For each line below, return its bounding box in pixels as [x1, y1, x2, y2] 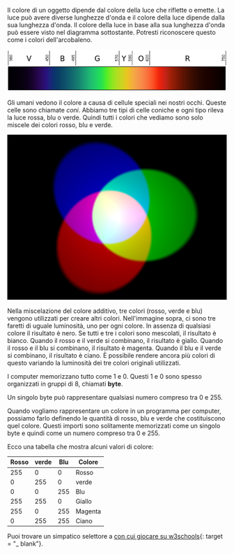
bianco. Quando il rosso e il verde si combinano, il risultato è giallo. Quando [7, 336, 224, 344]
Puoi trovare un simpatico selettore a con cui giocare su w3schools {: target [7, 532, 223, 541]
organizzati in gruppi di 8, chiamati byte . [7, 379, 123, 388]
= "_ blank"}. [7, 539, 44, 548]
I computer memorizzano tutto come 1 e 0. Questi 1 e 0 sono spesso [7, 372, 202, 380]
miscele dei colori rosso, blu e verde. [7, 120, 114, 129]
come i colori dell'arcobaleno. [7, 36, 93, 44]
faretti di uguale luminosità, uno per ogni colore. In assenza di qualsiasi [7, 321, 211, 330]
